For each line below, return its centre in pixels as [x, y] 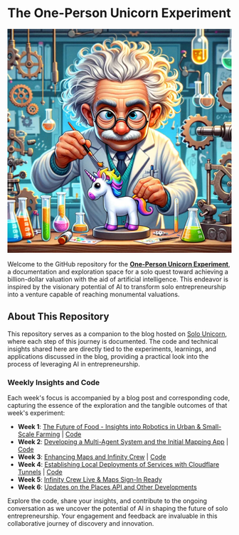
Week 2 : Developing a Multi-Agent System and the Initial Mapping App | [123, 442]
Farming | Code [59, 434]
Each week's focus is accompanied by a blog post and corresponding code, [119, 398]
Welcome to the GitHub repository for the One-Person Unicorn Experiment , [119, 264]
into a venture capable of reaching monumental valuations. [94, 294]
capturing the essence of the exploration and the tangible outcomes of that [117, 406]
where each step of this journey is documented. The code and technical [113, 341]
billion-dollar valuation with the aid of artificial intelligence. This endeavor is [118, 279]
